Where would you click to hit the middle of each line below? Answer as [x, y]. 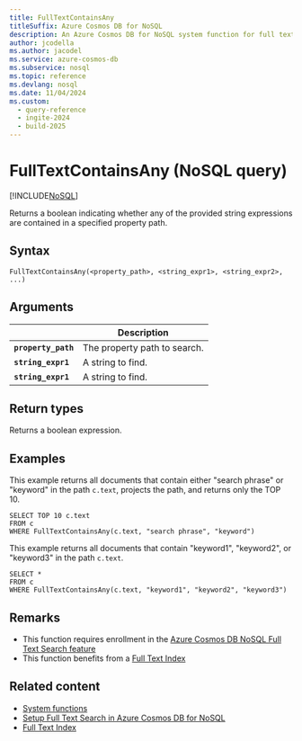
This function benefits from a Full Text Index [104, 658]
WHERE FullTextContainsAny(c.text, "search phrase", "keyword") [132, 531]
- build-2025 [42, 127]
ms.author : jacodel [46, 51]
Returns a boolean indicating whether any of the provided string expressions [151, 213]
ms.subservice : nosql [50, 68]
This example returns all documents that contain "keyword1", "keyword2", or [151, 549]
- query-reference [52, 110]
